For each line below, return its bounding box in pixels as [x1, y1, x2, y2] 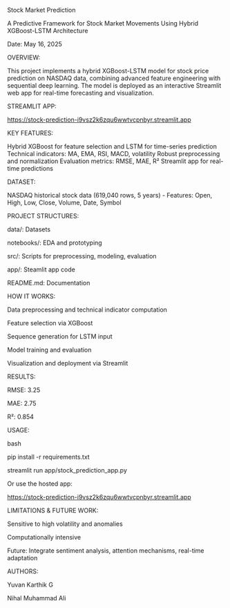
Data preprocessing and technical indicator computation [7, 305, 168, 314]
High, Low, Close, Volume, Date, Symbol [7, 198, 122, 207]
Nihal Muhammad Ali [7, 594, 66, 602]
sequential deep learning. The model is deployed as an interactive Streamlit [7, 82, 222, 89]
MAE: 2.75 [7, 399, 37, 407]
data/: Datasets [7, 225, 50, 234]
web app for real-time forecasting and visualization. [7, 89, 154, 97]
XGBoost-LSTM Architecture [7, 27, 88, 35]
